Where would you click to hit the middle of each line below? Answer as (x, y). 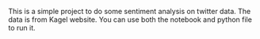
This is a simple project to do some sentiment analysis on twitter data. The (130, 11)
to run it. (22, 28)
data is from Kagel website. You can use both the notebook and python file (130, 19)
